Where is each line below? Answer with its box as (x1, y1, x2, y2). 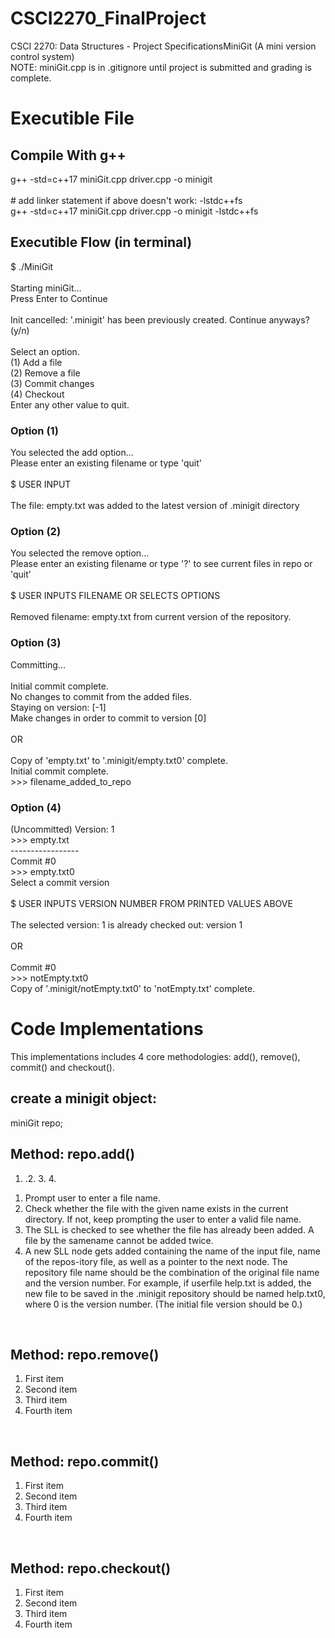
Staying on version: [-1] (10, 701, 107, 713)
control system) (10, 50, 75, 62)
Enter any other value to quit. (10, 398, 130, 411)
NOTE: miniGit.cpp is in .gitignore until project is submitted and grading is (10, 61, 312, 73)
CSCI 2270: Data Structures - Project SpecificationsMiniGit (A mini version (10, 40, 317, 52)
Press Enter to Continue (10, 292, 108, 304)
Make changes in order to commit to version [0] (10, 712, 207, 724)
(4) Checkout (10, 388, 65, 400)
